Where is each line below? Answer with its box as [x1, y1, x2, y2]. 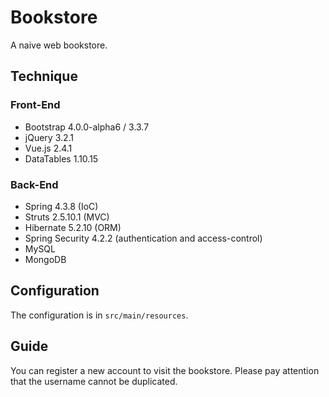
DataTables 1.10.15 [24, 152, 99, 165]
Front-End [10, 98, 61, 112]
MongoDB [24, 253, 67, 265]
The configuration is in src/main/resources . [10, 309, 189, 321]
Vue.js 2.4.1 [24, 142, 73, 154]
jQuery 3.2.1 [24, 131, 75, 143]
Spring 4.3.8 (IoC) [24, 200, 99, 212]
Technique [10, 68, 78, 85]
